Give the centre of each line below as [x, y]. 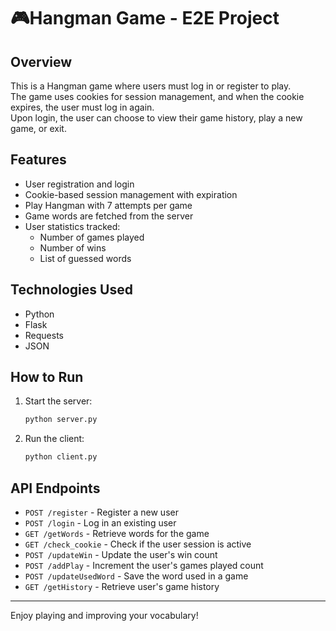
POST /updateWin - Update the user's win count [121, 554]
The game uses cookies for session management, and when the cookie [157, 96]
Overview [41, 61]
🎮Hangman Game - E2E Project [145, 18]
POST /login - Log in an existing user [100, 523]
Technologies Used [71, 290]
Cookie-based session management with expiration [131, 194]
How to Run [47, 377]
